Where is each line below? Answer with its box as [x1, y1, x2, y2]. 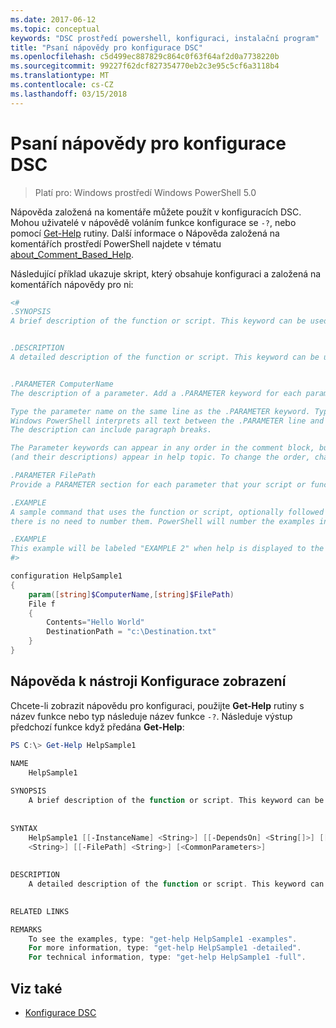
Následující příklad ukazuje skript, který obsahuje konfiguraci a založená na [10, 267, 322, 280]
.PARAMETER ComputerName [10, 379, 114, 389]
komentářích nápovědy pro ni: [10, 278, 134, 290]
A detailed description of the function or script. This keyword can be [10, 352, 320, 363]
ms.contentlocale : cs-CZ [10, 80, 114, 90]
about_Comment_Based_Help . [10, 248, 135, 260]
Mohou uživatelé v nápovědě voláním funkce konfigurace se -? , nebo [10, 216, 297, 228]
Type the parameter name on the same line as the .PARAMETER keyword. [10, 406, 311, 416]
